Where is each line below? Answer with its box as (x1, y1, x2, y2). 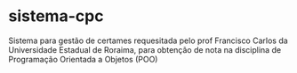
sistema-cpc (8, 6, 104, 26)
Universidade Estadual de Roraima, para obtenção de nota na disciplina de (8, 44, 282, 55)
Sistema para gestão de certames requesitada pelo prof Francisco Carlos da (8, 35, 288, 46)
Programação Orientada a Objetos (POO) (8, 54, 158, 64)
